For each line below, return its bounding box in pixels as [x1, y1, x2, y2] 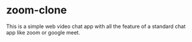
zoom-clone [6, 3, 67, 17]
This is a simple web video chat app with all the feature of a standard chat [6, 23, 186, 30]
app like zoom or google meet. [6, 29, 80, 36]
